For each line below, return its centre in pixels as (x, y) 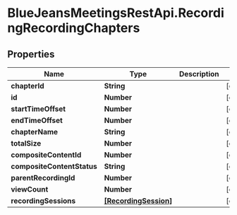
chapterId (28, 86)
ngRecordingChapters (74, 28)
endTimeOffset (37, 120)
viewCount (30, 189)
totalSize (26, 143)
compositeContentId (46, 155)
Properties (31, 54)
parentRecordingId (43, 178)
